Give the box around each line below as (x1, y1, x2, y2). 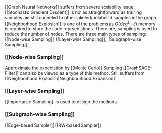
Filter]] (5, 70, 19, 76)
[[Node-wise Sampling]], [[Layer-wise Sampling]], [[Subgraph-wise (5, 36, 142, 42)
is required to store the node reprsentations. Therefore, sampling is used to (5, 26, 157, 31)
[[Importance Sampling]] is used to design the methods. (5, 99, 118, 105)
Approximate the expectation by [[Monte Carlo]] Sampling (5, 65, 122, 71)
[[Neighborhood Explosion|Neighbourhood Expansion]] (5, 75, 117, 81)
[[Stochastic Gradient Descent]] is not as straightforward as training (5, 9, 142, 15)
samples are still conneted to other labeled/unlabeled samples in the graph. (5, 15, 158, 20)
